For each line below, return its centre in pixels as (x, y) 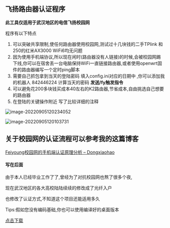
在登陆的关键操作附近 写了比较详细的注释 (56, 102)
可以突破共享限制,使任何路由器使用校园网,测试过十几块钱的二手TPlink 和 (88, 44)
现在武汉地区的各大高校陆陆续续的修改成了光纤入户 (59, 188)
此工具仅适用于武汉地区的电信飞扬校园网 (47, 22)
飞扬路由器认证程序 (35, 9)
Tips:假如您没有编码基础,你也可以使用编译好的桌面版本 (62, 209)
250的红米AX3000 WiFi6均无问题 (47, 50)
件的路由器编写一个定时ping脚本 (46, 69)
